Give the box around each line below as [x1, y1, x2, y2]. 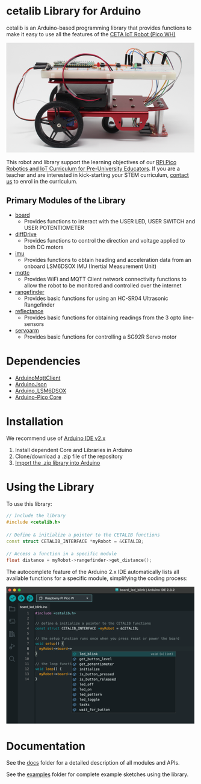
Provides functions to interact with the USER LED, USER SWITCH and [23, 218, 196, 225]
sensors [23, 320, 44, 328]
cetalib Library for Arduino [6, 4, 141, 18]
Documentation [6, 739, 86, 753]
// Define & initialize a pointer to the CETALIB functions [6, 532, 161, 538]
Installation [6, 415, 64, 429]
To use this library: [6, 500, 52, 508]
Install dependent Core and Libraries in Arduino [14, 447, 132, 454]
